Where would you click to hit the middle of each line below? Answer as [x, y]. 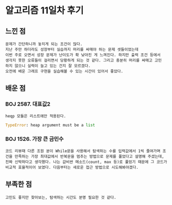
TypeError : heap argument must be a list [50, 125]
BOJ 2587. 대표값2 [28, 104]
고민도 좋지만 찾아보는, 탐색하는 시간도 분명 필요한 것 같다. [61, 197]
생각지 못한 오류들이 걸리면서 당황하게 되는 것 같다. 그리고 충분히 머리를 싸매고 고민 [83, 60]
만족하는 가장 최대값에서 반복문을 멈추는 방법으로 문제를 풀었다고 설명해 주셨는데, [89, 156]
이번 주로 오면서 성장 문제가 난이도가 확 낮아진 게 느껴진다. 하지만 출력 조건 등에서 [83, 55]
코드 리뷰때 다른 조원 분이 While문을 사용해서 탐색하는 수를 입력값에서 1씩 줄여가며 [83, 151]
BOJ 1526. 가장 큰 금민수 [35, 139]
